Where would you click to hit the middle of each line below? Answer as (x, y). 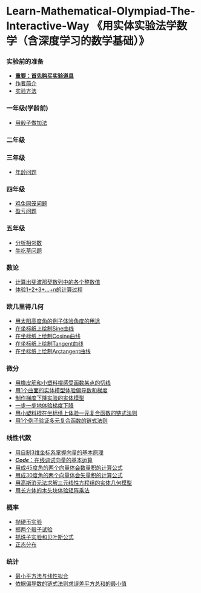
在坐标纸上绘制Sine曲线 (44, 329)
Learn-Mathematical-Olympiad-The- (101, 11)
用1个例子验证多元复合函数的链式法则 (61, 421)
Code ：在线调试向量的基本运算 (54, 460)
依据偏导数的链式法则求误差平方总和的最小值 (71, 584)
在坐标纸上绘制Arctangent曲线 (53, 351)
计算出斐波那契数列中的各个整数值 (58, 282)
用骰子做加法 (31, 122)
